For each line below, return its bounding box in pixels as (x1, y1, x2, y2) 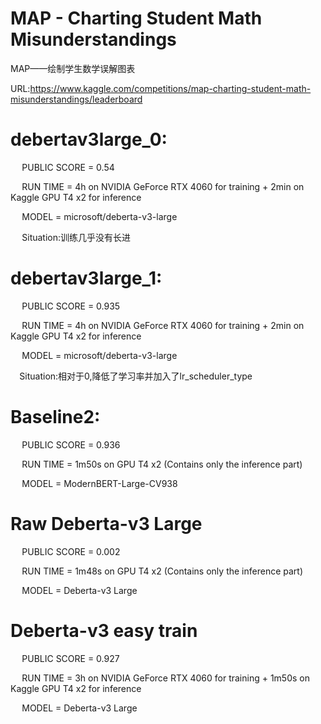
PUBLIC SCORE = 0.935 (21, 300, 121, 312)
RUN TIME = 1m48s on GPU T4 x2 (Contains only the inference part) (21, 565, 303, 577)
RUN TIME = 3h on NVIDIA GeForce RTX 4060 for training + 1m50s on (21, 672, 311, 684)
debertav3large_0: (10, 128, 168, 151)
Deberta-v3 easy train (10, 619, 198, 642)
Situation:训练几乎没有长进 (21, 231, 132, 243)
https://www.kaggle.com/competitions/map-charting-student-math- (29, 82, 312, 94)
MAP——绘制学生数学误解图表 (10, 62, 136, 74)
